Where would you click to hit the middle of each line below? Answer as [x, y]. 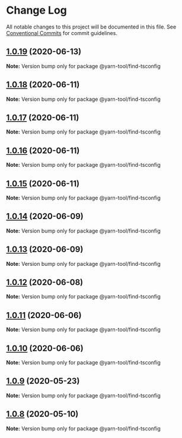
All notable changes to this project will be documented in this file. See [91, 27]
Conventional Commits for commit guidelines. [62, 33]
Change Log [36, 10]
